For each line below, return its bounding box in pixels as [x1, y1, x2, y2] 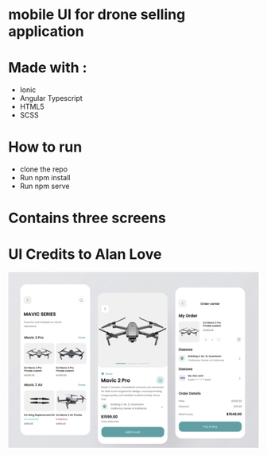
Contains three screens [8, 209, 167, 227]
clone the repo [19, 164, 68, 174]
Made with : [8, 59, 87, 77]
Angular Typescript [19, 94, 83, 103]
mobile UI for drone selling [8, 6, 186, 24]
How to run [8, 138, 83, 156]
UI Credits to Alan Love [8, 245, 162, 264]
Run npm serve [19, 181, 70, 191]
